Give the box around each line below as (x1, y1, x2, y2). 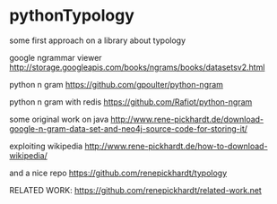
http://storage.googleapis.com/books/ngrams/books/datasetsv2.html (9, 62, 265, 72)
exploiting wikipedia (9, 140, 83, 151)
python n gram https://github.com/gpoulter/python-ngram (9, 79, 224, 89)
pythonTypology (9, 5, 134, 26)
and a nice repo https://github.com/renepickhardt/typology (9, 167, 228, 178)
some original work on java (9, 114, 109, 124)
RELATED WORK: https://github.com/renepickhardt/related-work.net (9, 184, 262, 195)
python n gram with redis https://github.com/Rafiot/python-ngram (9, 96, 253, 107)
